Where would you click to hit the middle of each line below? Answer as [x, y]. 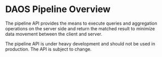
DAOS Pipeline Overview [58, 9]
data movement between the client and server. [54, 34]
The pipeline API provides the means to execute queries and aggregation [81, 23]
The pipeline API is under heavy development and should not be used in [80, 43]
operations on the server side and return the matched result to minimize [80, 28]
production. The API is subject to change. [49, 49]
